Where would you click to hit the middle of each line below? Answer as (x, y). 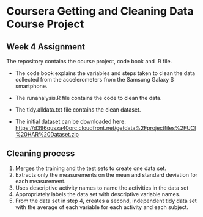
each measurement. (40, 181)
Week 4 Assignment (46, 47)
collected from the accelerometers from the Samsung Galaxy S (94, 80)
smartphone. (31, 86)
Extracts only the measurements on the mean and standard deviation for (106, 174)
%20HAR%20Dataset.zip (47, 134)
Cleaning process (41, 154)
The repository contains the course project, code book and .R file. (89, 61)
